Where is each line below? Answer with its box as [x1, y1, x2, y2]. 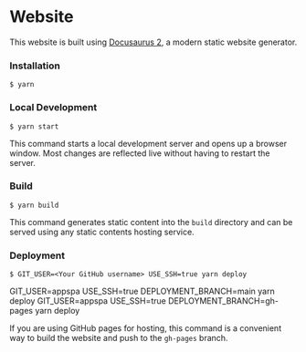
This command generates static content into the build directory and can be [9, 216, 293, 227]
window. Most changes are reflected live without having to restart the [9, 148, 270, 159]
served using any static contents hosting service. [9, 226, 195, 237]
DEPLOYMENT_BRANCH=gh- [167, 295, 279, 306]
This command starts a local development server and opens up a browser [9, 138, 288, 149]
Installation [9, 59, 61, 72]
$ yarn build [9, 201, 59, 210]
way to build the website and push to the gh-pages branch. [9, 333, 228, 344]
